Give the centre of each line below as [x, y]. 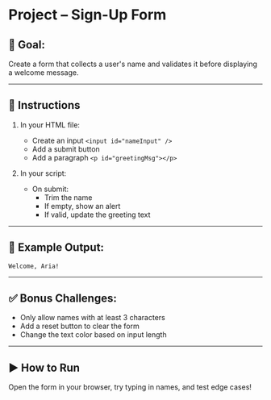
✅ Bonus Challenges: [63, 299]
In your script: [43, 173]
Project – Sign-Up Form [88, 15]
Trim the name [68, 197]
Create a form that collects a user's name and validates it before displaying [133, 64]
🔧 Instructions [44, 105]
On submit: [50, 189]
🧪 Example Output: [56, 248]
